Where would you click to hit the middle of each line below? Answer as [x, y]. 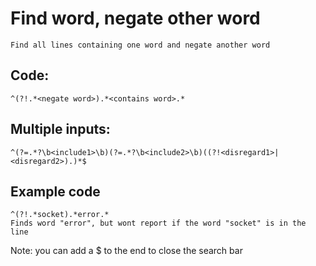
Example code [55, 191]
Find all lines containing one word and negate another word [140, 45]
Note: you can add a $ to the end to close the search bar [126, 251]
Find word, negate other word [135, 18]
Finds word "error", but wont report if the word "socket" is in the [158, 223]
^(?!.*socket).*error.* [60, 215]
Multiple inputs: [60, 129]
